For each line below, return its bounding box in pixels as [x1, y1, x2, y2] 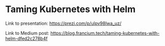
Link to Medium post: [5, 30, 50, 36]
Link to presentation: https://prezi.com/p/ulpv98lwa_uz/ [5, 20, 122, 26]
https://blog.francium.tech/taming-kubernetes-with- [50, 30, 160, 36]
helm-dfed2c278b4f [5, 35, 48, 41]
